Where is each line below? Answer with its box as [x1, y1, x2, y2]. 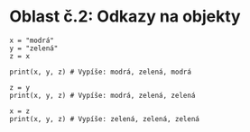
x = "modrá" [9, 36, 54, 45]
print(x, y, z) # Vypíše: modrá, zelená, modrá [9, 67, 192, 76]
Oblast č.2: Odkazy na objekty [9, 6, 241, 27]
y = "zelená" [9, 43, 59, 53]
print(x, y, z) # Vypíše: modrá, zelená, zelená [9, 91, 196, 100]
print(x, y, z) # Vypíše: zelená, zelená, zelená [9, 114, 200, 123]
